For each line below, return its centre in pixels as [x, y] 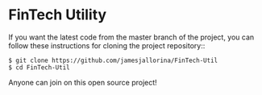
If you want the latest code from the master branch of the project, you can [131, 37]
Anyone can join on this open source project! [83, 82]
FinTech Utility [58, 15]
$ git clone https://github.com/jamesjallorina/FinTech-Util [113, 60]
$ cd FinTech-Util [39, 67]
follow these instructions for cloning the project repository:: [107, 45]
